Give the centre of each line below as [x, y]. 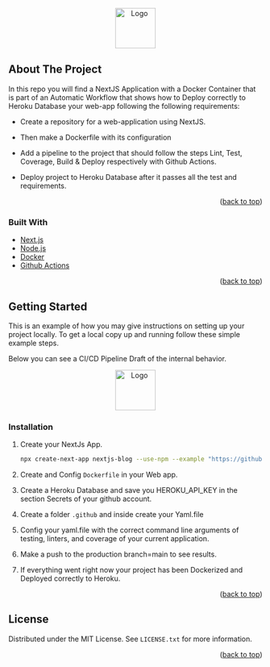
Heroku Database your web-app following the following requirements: [124, 106]
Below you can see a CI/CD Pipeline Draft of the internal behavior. [118, 358]
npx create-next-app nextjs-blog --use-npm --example [112, 459]
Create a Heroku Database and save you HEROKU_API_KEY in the [129, 490]
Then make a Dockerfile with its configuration [96, 137]
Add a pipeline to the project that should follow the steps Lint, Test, [131, 152]
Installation [31, 427]
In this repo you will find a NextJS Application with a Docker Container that [132, 89]
